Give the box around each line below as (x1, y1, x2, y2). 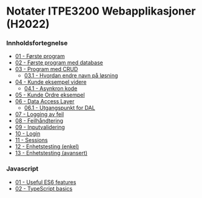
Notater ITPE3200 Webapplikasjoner (6, 4, 196, 18)
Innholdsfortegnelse (6, 39, 68, 47)
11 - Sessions (15, 137, 48, 144)
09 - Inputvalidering (15, 123, 66, 131)
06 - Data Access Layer (15, 98, 75, 105)
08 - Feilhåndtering (15, 117, 64, 125)
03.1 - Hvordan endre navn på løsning (24, 72, 118, 80)
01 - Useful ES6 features (15, 178, 76, 186)
